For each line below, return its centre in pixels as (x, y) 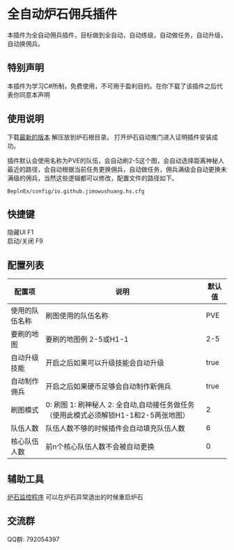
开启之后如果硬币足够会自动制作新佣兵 (109, 387)
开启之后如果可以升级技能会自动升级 (105, 363)
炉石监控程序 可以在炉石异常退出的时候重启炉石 (75, 497)
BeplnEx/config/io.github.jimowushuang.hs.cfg (76, 191)
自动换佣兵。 (25, 43)
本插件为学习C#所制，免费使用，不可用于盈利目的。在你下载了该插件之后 (112, 86)
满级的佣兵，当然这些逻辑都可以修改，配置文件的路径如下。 (93, 178)
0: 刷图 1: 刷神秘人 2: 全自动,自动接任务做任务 (120, 405)
